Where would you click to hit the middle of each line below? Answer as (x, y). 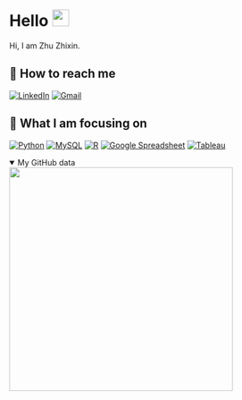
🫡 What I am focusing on (78, 124)
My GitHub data (46, 162)
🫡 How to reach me (63, 74)
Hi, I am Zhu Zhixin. (45, 46)
